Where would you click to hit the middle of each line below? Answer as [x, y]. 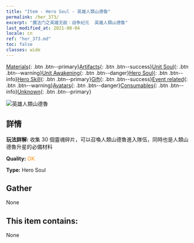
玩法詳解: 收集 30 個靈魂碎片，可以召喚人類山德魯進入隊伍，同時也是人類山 [97, 139]
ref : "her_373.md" [29, 39]
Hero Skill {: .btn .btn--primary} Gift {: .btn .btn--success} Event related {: [103, 79]
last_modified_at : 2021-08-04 [43, 28]
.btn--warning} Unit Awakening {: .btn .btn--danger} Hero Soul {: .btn [87, 73]
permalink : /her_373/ [33, 17]
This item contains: [42, 221]
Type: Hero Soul [26, 170]
